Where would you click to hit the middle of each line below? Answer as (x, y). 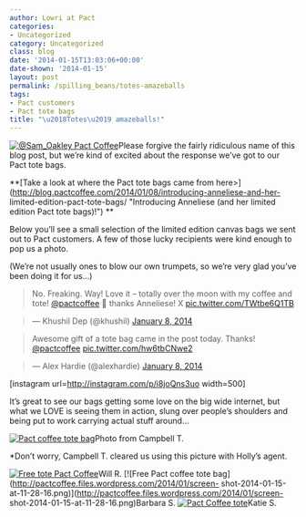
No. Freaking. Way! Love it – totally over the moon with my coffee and (162, 294)
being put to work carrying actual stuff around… (99, 421)
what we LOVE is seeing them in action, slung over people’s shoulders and (149, 411)
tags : (20, 94)
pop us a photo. (39, 249)
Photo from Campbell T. (139, 439)
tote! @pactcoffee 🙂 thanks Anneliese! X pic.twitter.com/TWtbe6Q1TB (163, 304)
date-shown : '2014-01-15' (58, 69)
